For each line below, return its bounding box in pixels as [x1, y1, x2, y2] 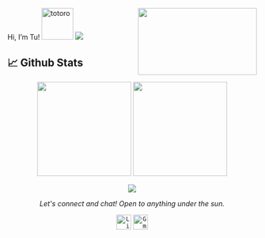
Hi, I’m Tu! [7, 33, 40, 41]
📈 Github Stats [7, 56, 84, 70]
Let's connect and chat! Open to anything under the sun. [40, 198, 225, 208]
